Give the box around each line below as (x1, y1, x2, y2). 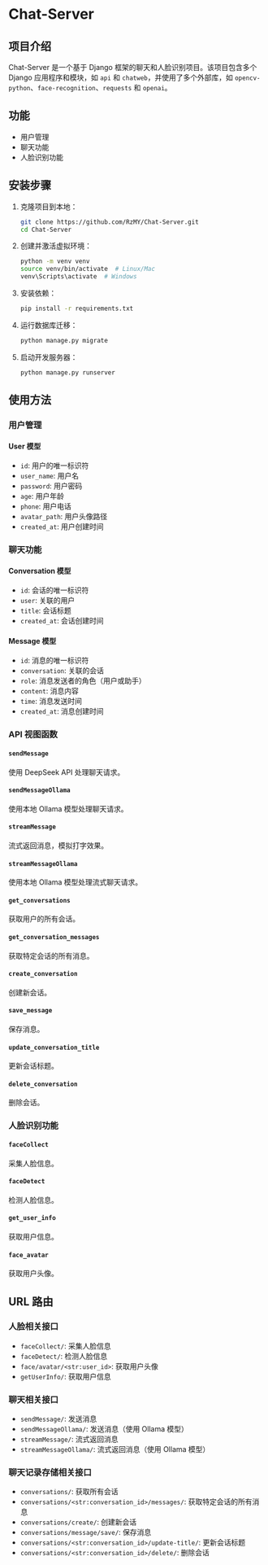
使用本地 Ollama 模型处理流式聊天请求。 (8, 877, 143, 887)
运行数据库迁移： (19, 320, 78, 330)
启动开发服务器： (19, 352, 78, 362)
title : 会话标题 (19, 605, 71, 615)
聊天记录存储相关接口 (8, 1467, 92, 1478)
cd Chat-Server (19, 225, 72, 234)
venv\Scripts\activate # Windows (19, 273, 137, 281)
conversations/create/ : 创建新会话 (19, 1517, 137, 1527)
